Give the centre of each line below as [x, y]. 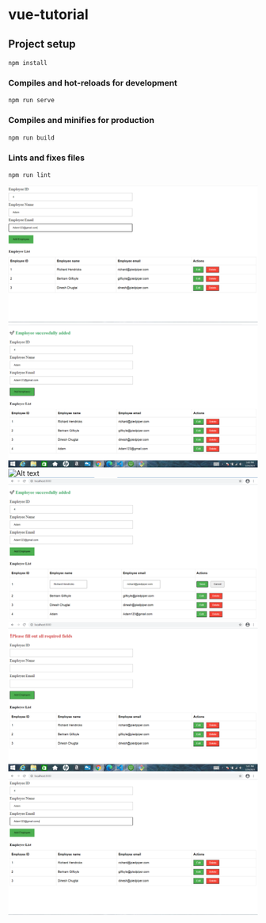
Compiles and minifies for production [81, 121]
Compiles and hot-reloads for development [93, 82]
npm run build [32, 138]
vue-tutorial [48, 15]
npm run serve [32, 101]
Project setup [42, 44]
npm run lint [30, 175]
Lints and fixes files [47, 158]
